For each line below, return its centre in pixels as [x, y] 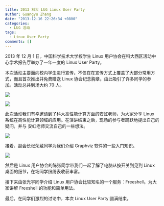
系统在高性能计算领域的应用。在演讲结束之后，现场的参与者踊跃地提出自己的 [82, 120]
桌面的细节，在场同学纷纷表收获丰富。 [44, 171]
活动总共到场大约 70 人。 [39, 85]
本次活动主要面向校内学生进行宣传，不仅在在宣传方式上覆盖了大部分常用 [78, 73]
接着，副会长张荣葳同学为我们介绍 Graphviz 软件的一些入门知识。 [71, 146]
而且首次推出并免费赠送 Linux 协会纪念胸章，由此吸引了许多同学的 [80, 78]
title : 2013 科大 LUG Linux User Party [45, 10]
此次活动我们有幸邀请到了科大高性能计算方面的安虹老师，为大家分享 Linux [80, 114]
